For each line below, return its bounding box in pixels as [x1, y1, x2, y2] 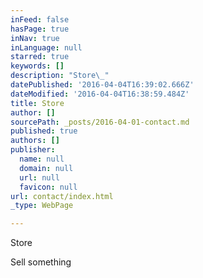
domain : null [19, 163, 74, 173]
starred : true [10, 52, 70, 62]
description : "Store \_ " [10, 71, 110, 81]
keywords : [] [10, 61, 65, 71]
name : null [19, 154, 65, 164]
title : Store [10, 98, 65, 108]
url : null [19, 172, 60, 183]
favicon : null [19, 182, 78, 192]
